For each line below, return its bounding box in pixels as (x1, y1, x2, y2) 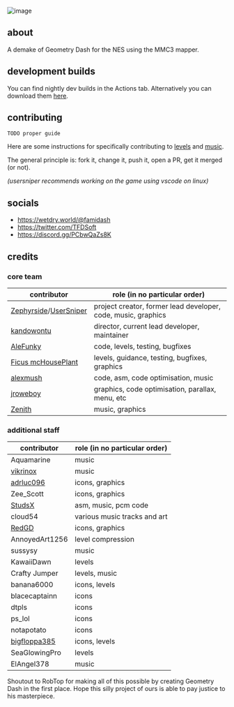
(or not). (7, 163, 31, 172)
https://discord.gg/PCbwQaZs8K (17, 230, 111, 239)
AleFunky (10, 341, 42, 351)
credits (7, 251, 39, 262)
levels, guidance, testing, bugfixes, (93, 352, 208, 362)
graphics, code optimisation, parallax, (93, 384, 217, 394)
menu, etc (93, 393, 127, 403)
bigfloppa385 (10, 637, 56, 646)
